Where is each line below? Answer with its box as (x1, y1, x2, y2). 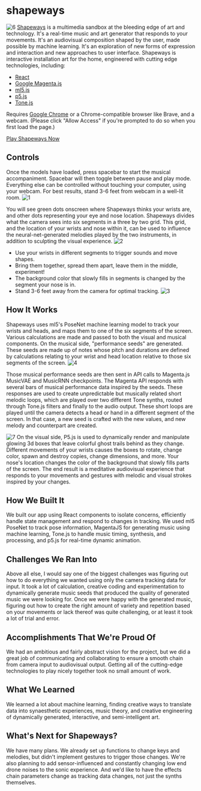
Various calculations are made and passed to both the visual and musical (6, 333, 187, 341)
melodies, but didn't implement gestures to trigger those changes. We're (6, 753, 186, 760)
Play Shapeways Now (6, 135, 60, 142)
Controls (6, 153, 40, 163)
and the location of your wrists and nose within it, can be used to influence (6, 225, 191, 232)
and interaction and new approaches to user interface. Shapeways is (6, 49, 176, 56)
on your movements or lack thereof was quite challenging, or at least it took (6, 608, 193, 616)
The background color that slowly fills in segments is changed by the (14, 274, 185, 282)
